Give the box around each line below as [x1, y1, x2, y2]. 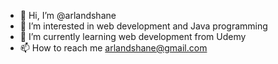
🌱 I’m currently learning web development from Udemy [19, 31, 247, 42]
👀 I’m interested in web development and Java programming [19, 20, 268, 32]
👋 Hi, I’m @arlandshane [19, 10, 117, 21]
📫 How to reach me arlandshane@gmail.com [19, 42, 208, 54]
